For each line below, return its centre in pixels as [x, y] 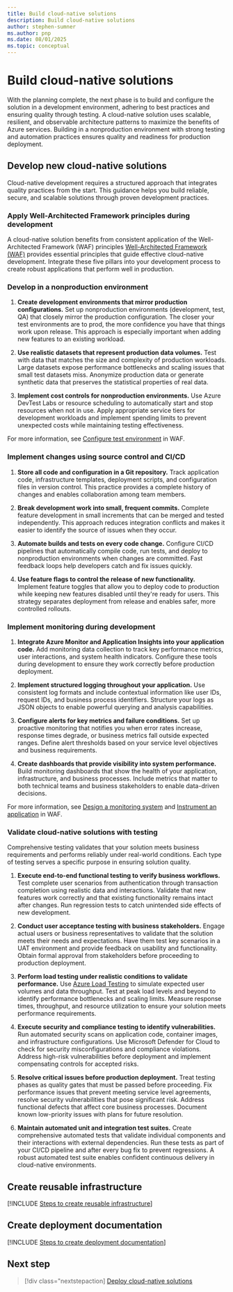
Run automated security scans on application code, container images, [117, 1034]
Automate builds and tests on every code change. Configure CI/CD [115, 543]
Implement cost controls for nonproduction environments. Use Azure [119, 396]
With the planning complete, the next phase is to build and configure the [111, 100]
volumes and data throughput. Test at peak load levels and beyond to [116, 991]
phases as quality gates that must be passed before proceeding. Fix [114, 1085]
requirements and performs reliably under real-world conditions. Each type [114, 855]
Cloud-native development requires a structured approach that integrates [112, 182]
